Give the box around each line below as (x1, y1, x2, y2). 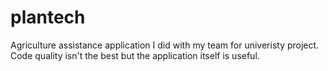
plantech (10, 6, 86, 29)
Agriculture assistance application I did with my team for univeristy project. (10, 39, 320, 51)
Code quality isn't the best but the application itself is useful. (10, 49, 260, 61)
